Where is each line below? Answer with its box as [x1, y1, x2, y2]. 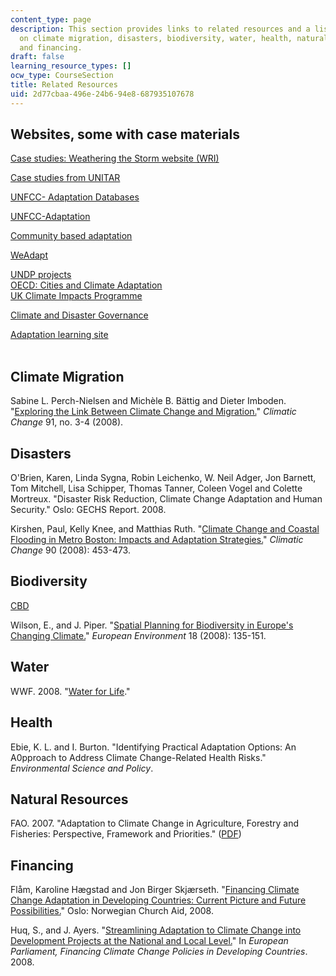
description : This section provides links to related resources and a [10, 24, 311, 34]
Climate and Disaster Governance [10, 309, 149, 321]
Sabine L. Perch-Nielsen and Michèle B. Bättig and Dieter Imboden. [10, 395, 287, 407]
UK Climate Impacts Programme [10, 290, 143, 302]
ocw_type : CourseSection [10, 71, 114, 81]
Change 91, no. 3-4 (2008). [10, 416, 124, 428]
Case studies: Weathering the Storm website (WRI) [10, 152, 220, 165]
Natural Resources [10, 791, 129, 808]
